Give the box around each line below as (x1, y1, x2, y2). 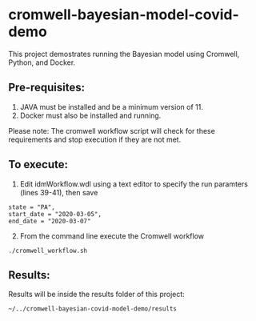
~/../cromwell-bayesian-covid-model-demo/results (8, 305, 178, 313)
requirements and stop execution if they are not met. (8, 134, 182, 144)
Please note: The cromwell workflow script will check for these (8, 126, 216, 135)
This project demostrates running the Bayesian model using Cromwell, (8, 49, 240, 58)
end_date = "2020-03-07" (8, 217, 91, 225)
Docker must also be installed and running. (19, 110, 162, 120)
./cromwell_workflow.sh (8, 247, 88, 255)
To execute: (8, 158, 69, 171)
